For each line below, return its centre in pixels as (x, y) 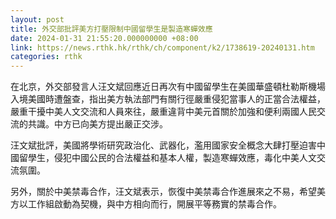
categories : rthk (46, 57)
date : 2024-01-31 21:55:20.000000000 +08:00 (104, 38)
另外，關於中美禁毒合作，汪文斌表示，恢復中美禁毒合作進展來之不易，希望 (163, 192)
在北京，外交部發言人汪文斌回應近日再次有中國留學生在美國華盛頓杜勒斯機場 (168, 87)
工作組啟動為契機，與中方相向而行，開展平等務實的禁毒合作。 (154, 204)
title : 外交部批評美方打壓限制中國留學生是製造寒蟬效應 (111, 29)
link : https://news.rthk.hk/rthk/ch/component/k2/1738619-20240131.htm (162, 47)
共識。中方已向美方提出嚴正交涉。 (97, 124)
